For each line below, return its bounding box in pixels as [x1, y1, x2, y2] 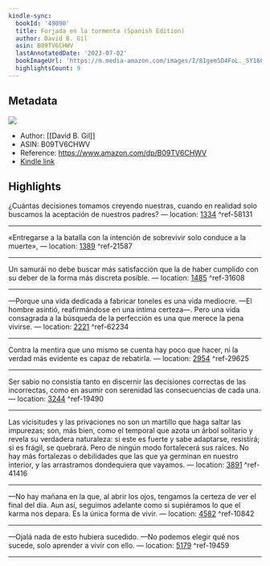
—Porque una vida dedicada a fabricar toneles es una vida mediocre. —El [8, 296, 252, 306]
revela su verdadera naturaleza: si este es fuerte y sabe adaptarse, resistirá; [8, 435, 260, 444]
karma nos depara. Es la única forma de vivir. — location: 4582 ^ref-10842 [8, 509, 255, 518]
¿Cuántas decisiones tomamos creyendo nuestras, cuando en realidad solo [8, 201, 257, 210]
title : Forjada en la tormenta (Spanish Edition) [15, 27, 185, 35]
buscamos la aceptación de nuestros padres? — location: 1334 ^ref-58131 [8, 210, 253, 219]
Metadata [8, 94, 58, 108]
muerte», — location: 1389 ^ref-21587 [8, 241, 133, 251]
